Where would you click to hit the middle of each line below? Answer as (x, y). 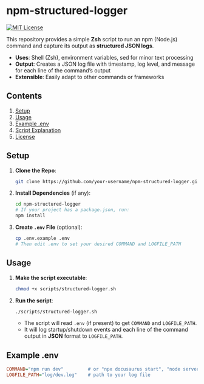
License (25, 136)
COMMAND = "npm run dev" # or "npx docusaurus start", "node (93, 369)
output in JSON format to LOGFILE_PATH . (73, 336)
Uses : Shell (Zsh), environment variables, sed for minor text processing (104, 57)
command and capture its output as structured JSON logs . (80, 46)
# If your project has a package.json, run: (72, 210)
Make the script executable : (51, 278)
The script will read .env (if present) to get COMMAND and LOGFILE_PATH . (110, 323)
